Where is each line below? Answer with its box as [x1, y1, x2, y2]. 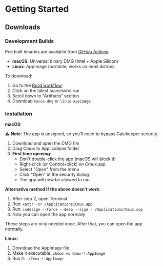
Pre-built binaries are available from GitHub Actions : [5, 48, 110, 54]
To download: [5, 73, 33, 79]
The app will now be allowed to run [19, 177, 90, 183]
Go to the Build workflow [12, 82, 62, 88]
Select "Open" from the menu [19, 167, 80, 172]
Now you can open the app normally [12, 212, 85, 218]
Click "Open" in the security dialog [19, 171, 89, 177]
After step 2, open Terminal [12, 196, 67, 202]
